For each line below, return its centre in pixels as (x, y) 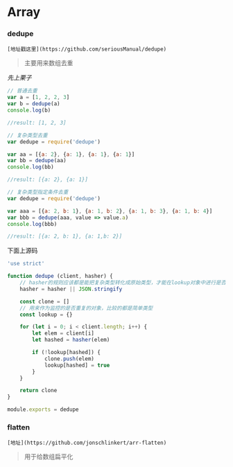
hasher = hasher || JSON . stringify (71, 289)
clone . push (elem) (69, 359)
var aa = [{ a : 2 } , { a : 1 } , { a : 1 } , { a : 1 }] (71, 154)
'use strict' (26, 264)
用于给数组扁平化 (49, 457)
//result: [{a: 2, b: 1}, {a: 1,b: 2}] (65, 236)
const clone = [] (45, 301)
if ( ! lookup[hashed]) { (66, 353)
